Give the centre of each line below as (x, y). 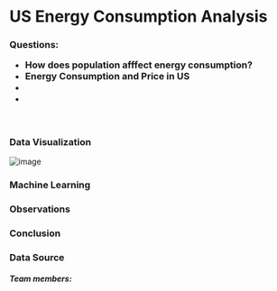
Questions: (34, 45)
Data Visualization (51, 141)
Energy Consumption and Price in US (107, 77)
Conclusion (35, 233)
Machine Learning (50, 185)
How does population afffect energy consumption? (138, 65)
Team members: (41, 279)
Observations (40, 209)
